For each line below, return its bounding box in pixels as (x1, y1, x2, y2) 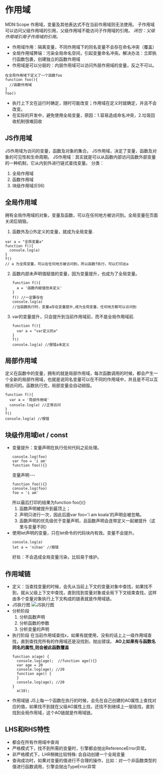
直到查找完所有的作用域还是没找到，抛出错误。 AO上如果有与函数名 (20, 639, 156, 644)
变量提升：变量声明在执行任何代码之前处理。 (12, 445, 102, 451)
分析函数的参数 (19, 620, 49, 626)
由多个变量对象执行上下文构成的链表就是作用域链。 (12, 596, 114, 601)
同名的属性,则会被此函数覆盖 (12, 644, 69, 650)
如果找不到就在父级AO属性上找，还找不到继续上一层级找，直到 (29, 704, 154, 709)
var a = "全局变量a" (5, 239, 44, 244)
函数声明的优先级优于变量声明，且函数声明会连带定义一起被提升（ (19, 518, 151, 524)
